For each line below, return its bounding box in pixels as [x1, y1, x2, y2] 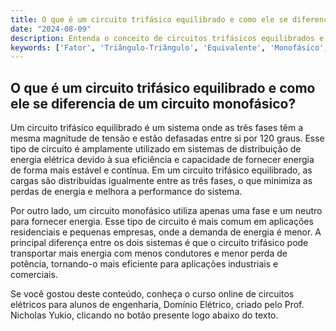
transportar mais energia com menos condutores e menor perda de [10, 247, 288, 260]
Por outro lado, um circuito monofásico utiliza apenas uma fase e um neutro [10, 205, 323, 217]
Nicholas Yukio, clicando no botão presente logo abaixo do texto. [10, 309, 279, 321]
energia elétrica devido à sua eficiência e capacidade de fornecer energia [10, 154, 315, 166]
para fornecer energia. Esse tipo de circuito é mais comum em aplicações [10, 216, 314, 228]
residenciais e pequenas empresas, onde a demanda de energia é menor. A [10, 226, 322, 238]
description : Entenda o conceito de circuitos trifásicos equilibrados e [10, 33, 325, 43]
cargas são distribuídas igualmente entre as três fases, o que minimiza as [10, 175, 313, 187]
